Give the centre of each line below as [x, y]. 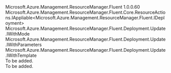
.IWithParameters [24, 45]
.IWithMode [17, 34]
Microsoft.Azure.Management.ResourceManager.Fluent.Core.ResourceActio [85, 12]
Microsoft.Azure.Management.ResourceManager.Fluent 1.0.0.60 [73, 7]
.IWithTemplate [21, 55]
